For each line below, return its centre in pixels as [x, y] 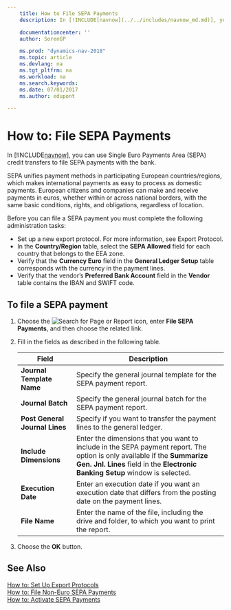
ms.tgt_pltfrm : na [46, 70]
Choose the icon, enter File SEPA [105, 321]
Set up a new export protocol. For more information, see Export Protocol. [120, 239]
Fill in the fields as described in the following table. [89, 342]
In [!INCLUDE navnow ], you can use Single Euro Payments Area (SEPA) [107, 155]
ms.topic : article [46, 58]
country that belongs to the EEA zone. [71, 254]
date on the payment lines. [119, 501]
